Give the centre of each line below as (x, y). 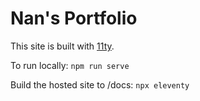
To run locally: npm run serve (70, 65)
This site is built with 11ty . (62, 46)
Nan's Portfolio (74, 18)
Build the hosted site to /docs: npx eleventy (100, 84)
